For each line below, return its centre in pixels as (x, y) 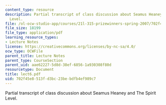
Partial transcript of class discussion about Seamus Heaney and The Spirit (81, 93)
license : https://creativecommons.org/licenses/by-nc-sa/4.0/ (70, 47)
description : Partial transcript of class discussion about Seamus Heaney (84, 14)
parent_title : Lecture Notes (35, 56)
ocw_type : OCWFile (24, 51)
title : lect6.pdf (23, 74)
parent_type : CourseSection (34, 60)
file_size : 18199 (23, 28)
